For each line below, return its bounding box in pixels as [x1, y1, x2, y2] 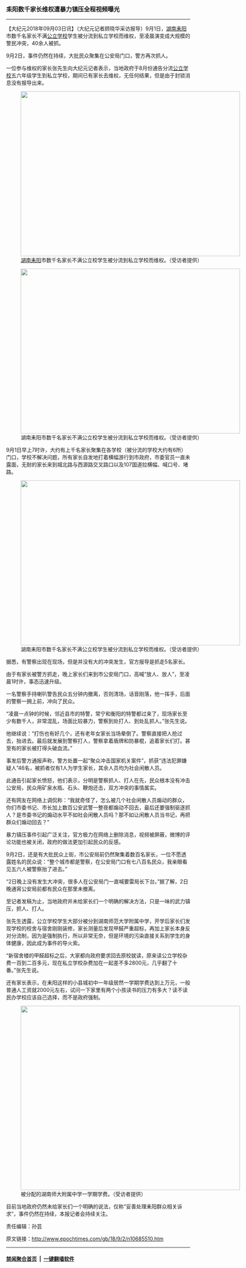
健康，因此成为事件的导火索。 [11, 940, 83, 947]
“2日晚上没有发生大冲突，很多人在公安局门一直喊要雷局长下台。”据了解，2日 [6, 878, 189, 885]
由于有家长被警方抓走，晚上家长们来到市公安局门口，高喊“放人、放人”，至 [6, 671, 185, 678]
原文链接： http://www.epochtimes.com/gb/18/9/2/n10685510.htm [6, 1235, 164, 1242]
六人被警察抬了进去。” [16, 866, 68, 873]
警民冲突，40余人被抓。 [6, 40, 64, 47]
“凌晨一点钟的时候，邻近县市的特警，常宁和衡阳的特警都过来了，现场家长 [6, 711, 183, 718]
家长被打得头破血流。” [21, 745, 73, 752]
